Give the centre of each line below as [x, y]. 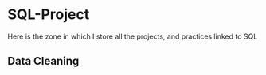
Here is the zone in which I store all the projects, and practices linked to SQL [133, 36]
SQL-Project [49, 15]
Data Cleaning [43, 61]
